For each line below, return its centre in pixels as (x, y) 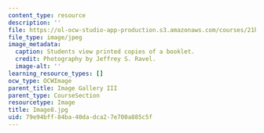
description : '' (35, 23)
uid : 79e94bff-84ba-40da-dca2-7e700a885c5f (81, 117)
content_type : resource (47, 15)
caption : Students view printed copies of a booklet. (105, 52)
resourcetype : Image (42, 102)
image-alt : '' (38, 66)
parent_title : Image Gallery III (63, 88)
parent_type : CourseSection (54, 95)
